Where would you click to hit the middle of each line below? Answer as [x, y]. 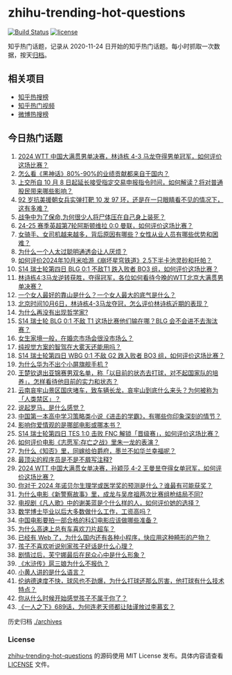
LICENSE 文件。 [31, 664]
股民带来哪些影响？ [45, 191]
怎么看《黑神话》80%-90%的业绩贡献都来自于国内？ [93, 173]
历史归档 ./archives [35, 621]
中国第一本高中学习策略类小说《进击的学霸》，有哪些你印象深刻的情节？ [119, 416]
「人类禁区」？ [39, 398]
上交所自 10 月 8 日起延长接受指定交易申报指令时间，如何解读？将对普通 [121, 182]
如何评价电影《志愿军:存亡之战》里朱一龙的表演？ [89, 442]
